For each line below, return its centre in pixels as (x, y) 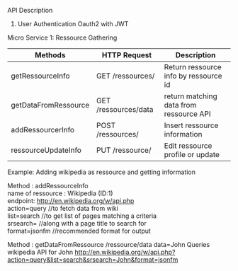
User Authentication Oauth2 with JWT (73, 24)
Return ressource (193, 67)
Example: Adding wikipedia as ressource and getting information (102, 172)
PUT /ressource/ (124, 150)
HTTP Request (127, 55)
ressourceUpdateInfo (46, 150)
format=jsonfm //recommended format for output (79, 231)
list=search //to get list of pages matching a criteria (82, 216)
